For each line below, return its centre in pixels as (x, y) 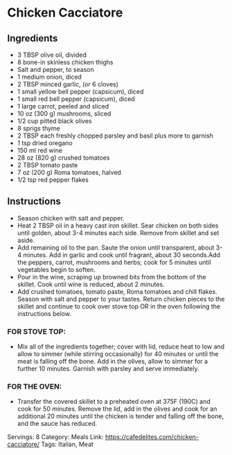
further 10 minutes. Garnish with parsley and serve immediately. (108, 369)
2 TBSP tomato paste (47, 165)
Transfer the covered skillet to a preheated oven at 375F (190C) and (114, 402)
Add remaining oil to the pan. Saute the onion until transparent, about (116, 248)
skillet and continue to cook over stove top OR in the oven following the (118, 306)
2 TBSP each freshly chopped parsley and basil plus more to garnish (115, 136)
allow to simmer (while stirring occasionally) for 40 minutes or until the (118, 354)
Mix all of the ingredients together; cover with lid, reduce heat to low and (121, 346)
